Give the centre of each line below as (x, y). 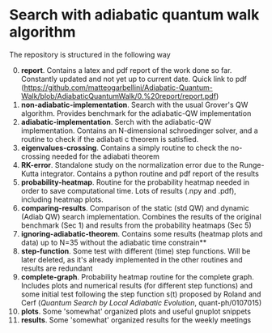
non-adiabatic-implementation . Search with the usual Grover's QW (134, 105)
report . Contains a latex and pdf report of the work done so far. (126, 70)
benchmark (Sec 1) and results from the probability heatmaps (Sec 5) (136, 225)
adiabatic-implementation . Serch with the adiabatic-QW (116, 122)
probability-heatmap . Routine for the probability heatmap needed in (135, 182)
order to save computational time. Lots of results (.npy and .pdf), (129, 190)
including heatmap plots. (62, 199)
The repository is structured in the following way (90, 54)
